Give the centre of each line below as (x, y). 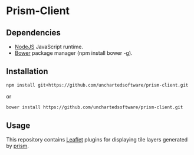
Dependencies (33, 33)
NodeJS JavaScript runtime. (49, 47)
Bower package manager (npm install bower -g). (73, 53)
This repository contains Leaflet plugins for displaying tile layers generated (97, 140)
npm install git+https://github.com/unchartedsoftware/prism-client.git (97, 85)
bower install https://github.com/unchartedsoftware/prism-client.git (95, 107)
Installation (27, 72)
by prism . (18, 146)
